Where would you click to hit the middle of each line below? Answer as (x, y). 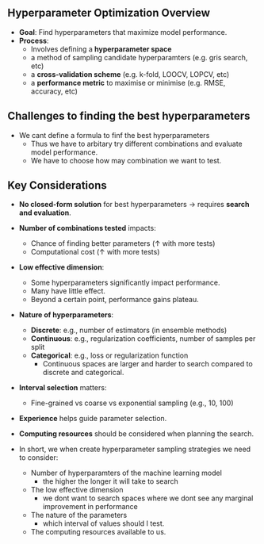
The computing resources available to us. (98, 532)
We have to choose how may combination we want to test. (126, 160)
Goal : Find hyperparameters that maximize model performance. (123, 32)
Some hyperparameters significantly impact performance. (125, 283)
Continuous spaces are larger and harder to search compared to (147, 364)
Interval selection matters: (63, 388)
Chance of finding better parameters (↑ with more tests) (123, 243)
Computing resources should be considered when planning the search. (136, 434)
